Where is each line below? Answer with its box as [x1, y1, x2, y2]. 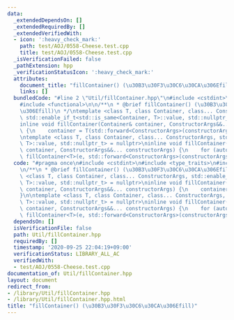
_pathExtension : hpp [13, 62, 73, 69]
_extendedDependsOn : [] [13, 17, 82, 24]
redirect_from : [7, 283, 52, 290]
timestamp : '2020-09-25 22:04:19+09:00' [13, 244, 132, 252]
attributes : [13, 75, 49, 82]
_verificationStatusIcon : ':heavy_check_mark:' [13, 68, 155, 75]
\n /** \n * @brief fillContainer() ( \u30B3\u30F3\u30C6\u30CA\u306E [19, 166, 219, 173]
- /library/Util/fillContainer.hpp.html [7, 296, 127, 303]
